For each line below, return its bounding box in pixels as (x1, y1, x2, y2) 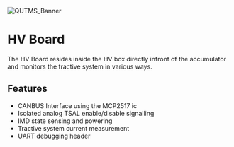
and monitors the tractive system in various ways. (7, 62, 152, 71)
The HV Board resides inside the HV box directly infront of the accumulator (7, 54, 227, 63)
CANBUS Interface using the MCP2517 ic (17, 101, 137, 110)
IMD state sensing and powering (17, 117, 113, 125)
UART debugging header (17, 131, 91, 140)
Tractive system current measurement (17, 124, 130, 132)
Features (7, 83, 48, 95)
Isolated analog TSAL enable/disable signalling (17, 109, 155, 117)
